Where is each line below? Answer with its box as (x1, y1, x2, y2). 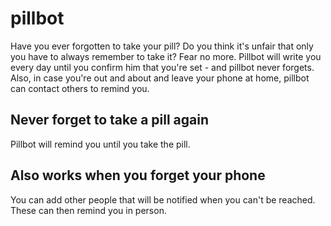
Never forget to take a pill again (10, 112, 210, 129)
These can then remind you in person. (10, 204, 167, 216)
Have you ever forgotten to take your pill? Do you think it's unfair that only (10, 40, 314, 52)
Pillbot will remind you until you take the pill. (10, 138, 191, 150)
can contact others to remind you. (10, 82, 150, 94)
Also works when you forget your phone (10, 167, 266, 184)
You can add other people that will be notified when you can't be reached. (10, 193, 316, 206)
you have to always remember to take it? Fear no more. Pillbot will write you (10, 50, 322, 62)
